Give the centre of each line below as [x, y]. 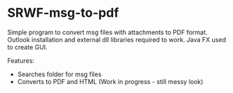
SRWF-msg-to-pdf [63, 13]
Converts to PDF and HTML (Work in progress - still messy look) [110, 81]
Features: [21, 60]
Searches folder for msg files [59, 74]
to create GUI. [27, 47]
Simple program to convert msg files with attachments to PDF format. [108, 32]
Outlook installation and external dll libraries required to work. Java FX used [117, 39]
